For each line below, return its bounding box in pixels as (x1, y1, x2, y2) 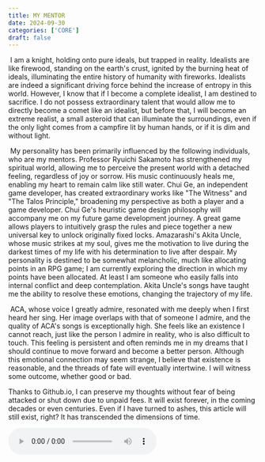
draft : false (8, 33, 51, 42)
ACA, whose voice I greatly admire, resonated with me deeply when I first (9, 305, 249, 314)
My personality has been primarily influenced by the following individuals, (9, 146, 251, 156)
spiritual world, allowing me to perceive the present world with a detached (8, 163, 250, 172)
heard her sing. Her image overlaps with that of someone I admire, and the (8, 313, 251, 323)
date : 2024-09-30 (8, 19, 66, 27)
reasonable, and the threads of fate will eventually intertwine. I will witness (8, 363, 252, 373)
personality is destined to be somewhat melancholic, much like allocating (8, 256, 247, 265)
